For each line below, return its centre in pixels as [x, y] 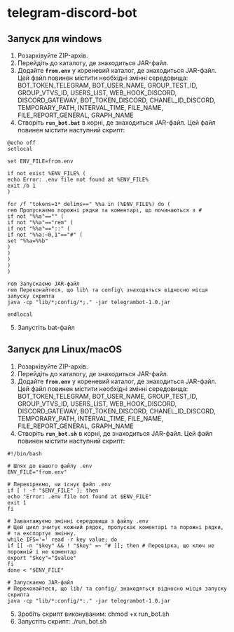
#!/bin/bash [25, 453]
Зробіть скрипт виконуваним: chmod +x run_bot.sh [93, 614]
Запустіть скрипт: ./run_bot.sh [62, 621]
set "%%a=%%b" [28, 241]
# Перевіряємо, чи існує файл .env [59, 484]
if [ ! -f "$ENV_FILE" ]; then [53, 490]
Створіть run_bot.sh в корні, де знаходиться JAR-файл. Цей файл [115, 433]
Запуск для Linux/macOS [65, 349]
